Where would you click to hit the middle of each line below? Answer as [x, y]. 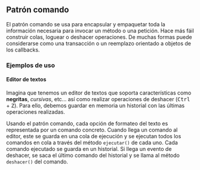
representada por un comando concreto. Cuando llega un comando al [92, 130]
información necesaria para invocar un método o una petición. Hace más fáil [100, 31]
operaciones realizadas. [36, 112]
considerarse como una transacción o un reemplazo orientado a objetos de [99, 43]
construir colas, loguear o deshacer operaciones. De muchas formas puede [99, 37]
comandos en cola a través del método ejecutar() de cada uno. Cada [92, 142]
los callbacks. [23, 50]
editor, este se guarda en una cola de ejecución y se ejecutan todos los [94, 136]
